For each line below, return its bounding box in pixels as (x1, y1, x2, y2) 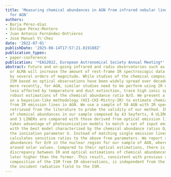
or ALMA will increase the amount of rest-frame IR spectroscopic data (10, 69, 165, 74)
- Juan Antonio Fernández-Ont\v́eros (5, 31, 83, 36)
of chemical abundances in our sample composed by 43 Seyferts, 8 (10, 112, 154, 117)
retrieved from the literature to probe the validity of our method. (10, 107, 160, 112)
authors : (5, 17, 24, 22)
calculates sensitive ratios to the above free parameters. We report (10, 136, 163, 141)
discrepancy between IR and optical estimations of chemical (10, 150, 142, 155)
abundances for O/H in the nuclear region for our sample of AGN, (10, 140, 154, 145)
